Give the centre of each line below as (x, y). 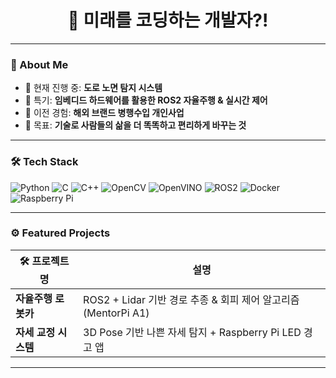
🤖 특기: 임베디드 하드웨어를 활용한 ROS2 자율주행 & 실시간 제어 (146, 100)
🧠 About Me (39, 64)
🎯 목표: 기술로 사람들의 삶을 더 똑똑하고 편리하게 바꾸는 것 (135, 125)
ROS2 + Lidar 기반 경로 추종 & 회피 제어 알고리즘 (191, 299)
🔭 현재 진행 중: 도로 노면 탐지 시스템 (93, 88)
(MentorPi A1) (116, 313)
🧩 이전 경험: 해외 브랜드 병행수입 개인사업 (104, 113)
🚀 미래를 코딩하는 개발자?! (168, 20)
